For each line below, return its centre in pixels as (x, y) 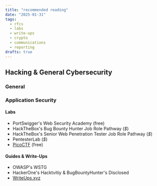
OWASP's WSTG (30, 167)
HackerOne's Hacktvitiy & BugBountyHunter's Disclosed (71, 173)
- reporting (22, 47)
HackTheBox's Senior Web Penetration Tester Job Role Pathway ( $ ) (83, 134)
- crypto (19, 38)
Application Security (31, 100)
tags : (11, 19)
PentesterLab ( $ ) (30, 139)
